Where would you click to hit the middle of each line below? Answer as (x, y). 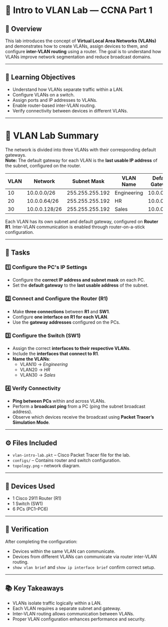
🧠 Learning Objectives (40, 77)
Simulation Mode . (31, 422)
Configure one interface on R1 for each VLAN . (60, 317)
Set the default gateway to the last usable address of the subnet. (80, 285)
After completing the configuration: (41, 541)
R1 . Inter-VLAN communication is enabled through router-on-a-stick (75, 227)
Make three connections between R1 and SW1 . (61, 311)
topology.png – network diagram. (46, 466)
